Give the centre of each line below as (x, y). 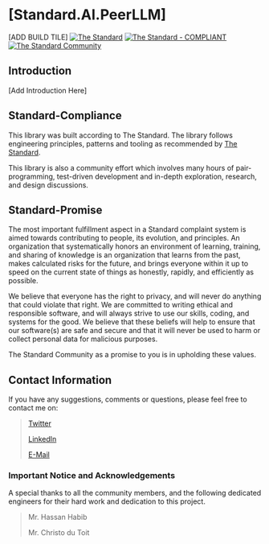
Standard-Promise (55, 210)
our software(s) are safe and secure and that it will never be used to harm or (134, 331)
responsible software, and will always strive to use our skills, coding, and (129, 313)
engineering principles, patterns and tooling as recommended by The (123, 143)
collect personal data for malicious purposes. (83, 339)
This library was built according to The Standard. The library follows (120, 135)
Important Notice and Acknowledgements (92, 476)
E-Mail (39, 455)
